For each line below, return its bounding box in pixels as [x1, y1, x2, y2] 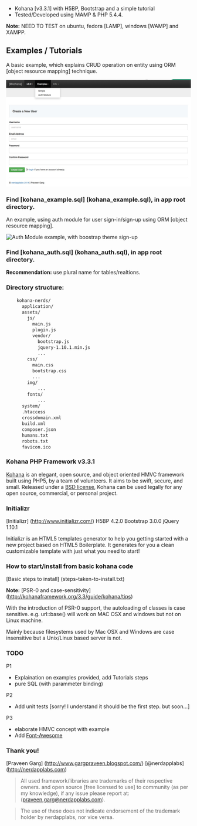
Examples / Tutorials [6, 46, 83, 56]
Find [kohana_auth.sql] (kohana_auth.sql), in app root [6, 248, 162, 256]
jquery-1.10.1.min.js [37, 344, 91, 351]
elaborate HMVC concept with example [14, 725, 110, 732]
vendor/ [32, 332, 51, 339]
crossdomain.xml [21, 414, 62, 421]
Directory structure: [6, 284, 64, 292]
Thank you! [6, 746, 39, 754]
